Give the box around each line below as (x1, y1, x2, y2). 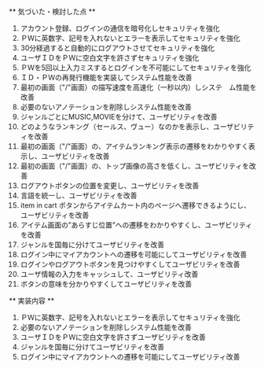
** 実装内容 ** (9, 296, 54, 305)
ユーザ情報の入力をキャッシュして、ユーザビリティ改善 (20, 270, 199, 279)
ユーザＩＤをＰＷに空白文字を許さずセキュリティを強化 (20, 54, 200, 62)
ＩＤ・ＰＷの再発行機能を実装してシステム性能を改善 (20, 73, 192, 82)
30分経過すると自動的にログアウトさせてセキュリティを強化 (20, 43, 215, 53)
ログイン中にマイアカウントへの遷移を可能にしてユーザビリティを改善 (20, 250, 247, 259)
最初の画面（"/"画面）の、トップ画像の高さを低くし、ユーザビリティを (20, 161, 250, 171)
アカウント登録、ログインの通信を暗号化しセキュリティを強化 (20, 24, 220, 33)
